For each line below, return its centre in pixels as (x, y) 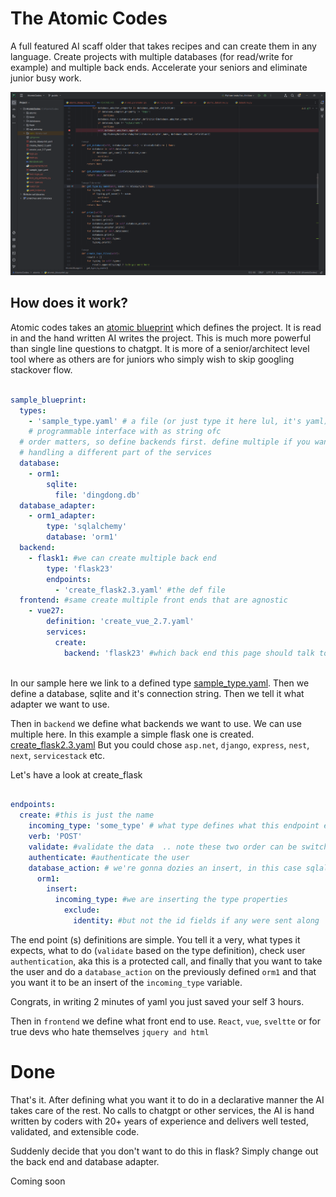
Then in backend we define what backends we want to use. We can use (156, 723)
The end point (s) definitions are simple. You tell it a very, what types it (155, 939)
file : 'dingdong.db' (97, 495)
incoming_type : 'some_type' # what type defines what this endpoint (174, 826)
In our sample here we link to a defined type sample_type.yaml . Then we (160, 683)
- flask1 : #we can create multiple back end (122, 558)
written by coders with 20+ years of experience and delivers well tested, (159, 1121)
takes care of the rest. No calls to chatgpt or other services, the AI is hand (162, 1110)
